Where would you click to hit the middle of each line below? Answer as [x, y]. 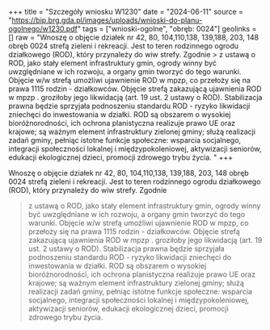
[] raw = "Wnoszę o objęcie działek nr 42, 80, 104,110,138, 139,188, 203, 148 [134, 37]
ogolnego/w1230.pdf [43, 29]
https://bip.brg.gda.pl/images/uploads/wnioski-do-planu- [107, 20]
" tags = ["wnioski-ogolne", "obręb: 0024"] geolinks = [167, 29]
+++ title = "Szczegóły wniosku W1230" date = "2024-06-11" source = [126, 12]
